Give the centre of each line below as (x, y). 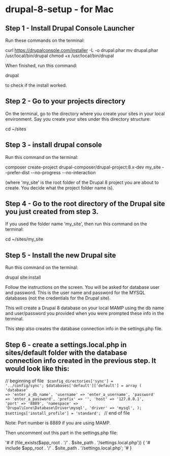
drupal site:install (23, 277)
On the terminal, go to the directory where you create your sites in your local (85, 114)
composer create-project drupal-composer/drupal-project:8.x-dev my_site (83, 167)
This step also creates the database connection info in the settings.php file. (84, 329)
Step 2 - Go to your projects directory (65, 101)
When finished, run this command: (41, 65)
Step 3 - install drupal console (54, 145)
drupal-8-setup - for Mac (60, 9)
